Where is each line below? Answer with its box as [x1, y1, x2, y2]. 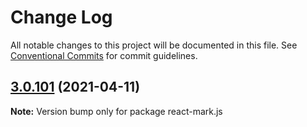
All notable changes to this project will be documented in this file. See [10, 39, 298, 51]
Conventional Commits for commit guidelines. [10, 49, 198, 61]
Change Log [10, 6, 113, 29]
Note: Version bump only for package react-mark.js [10, 105, 223, 117]
